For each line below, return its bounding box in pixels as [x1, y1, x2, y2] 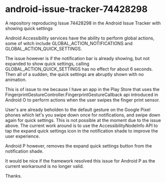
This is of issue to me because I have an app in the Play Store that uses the [5, 86, 160, 92]
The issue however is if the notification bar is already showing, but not [5, 55, 150, 61]
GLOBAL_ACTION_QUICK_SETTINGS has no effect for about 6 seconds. [5, 66, 153, 72]
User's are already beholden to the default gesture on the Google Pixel [5, 106, 151, 112]
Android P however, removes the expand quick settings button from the [5, 142, 152, 148]
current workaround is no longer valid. [5, 163, 84, 169]
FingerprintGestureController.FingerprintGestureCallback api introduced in [5, 91, 158, 97]
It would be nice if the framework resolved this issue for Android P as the [5, 157, 155, 163]
